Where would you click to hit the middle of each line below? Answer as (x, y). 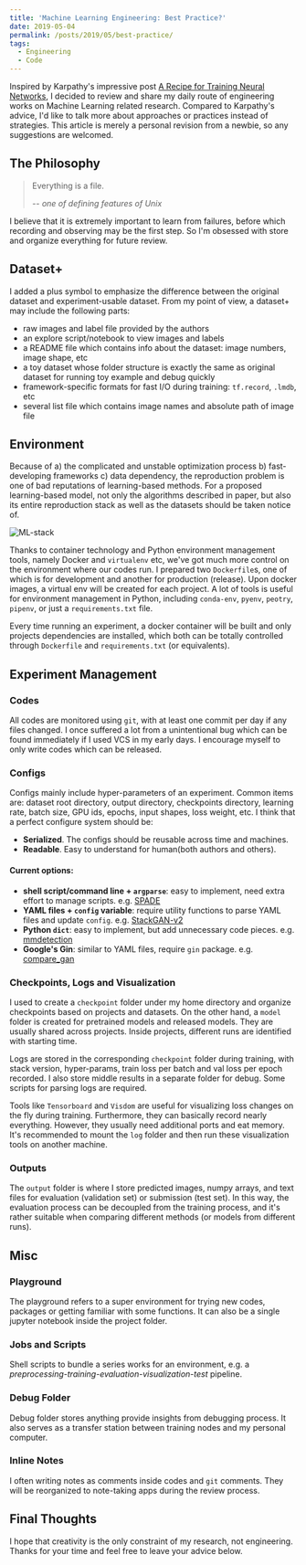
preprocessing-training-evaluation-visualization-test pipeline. (126, 1374)
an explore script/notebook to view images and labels (123, 338)
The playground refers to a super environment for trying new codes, (137, 1301)
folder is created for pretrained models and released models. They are (142, 1021)
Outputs (28, 1168)
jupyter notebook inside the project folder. (88, 1320)
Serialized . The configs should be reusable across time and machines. (156, 840)
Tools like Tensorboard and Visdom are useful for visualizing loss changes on (152, 1105)
